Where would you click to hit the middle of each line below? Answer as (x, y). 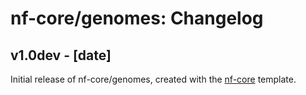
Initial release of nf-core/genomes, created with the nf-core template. (153, 79)
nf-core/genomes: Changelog (137, 18)
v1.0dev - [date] (61, 55)
